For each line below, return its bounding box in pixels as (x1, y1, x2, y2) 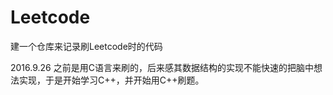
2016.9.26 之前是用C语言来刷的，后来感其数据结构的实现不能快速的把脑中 (10, 61, 314, 73)
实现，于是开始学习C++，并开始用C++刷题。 (18, 74, 205, 86)
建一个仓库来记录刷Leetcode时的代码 (10, 40, 163, 52)
